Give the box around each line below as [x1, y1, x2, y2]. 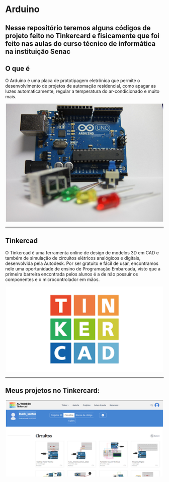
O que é [5, 64, 30, 73]
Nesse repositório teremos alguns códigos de [5, 24, 151, 32]
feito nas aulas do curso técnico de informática [5, 39, 156, 48]
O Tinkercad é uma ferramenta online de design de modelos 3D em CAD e [5, 250, 159, 256]
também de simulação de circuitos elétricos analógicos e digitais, [5, 255, 141, 261]
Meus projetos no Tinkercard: [5, 386, 100, 395]
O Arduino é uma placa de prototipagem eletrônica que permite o [5, 78, 140, 84]
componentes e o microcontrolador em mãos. [5, 277, 100, 283]
